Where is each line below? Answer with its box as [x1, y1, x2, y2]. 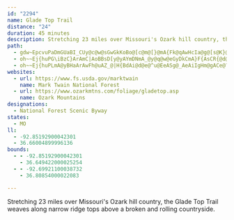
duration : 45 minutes [7, 29, 70, 37]
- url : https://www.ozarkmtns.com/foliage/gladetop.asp [13, 88, 179, 95]
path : [7, 42, 23, 49]
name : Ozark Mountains [19, 95, 86, 102]
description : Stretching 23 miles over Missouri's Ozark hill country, [7, 36, 219, 43]
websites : [7, 68, 36, 75]
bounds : [7, 146, 30, 153]
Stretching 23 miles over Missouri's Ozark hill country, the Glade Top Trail [7, 197, 219, 205]
